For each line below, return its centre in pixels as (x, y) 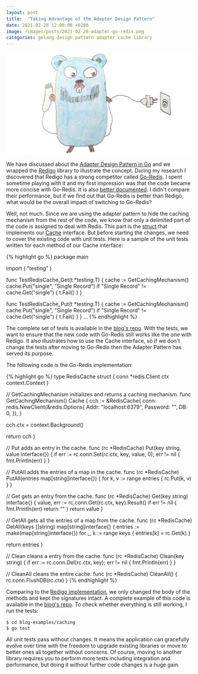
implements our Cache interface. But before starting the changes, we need (98, 233)
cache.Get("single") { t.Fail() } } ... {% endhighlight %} (72, 316)
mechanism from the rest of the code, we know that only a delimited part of (98, 220)
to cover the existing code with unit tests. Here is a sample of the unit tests (97, 239)
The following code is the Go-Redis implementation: (70, 365)
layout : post (22, 12)
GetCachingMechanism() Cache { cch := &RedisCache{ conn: (81, 400)
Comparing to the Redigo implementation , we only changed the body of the (98, 591)
